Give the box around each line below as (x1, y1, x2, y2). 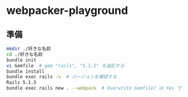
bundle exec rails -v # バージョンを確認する (6, 74, 117, 80)
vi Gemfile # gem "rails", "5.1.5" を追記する (6, 62, 125, 69)
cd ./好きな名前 (6, 51, 43, 58)
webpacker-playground (6, 4, 128, 18)
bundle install (6, 68, 45, 75)
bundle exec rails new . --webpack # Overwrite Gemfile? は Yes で (6, 85, 182, 92)
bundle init (6, 57, 37, 63)
